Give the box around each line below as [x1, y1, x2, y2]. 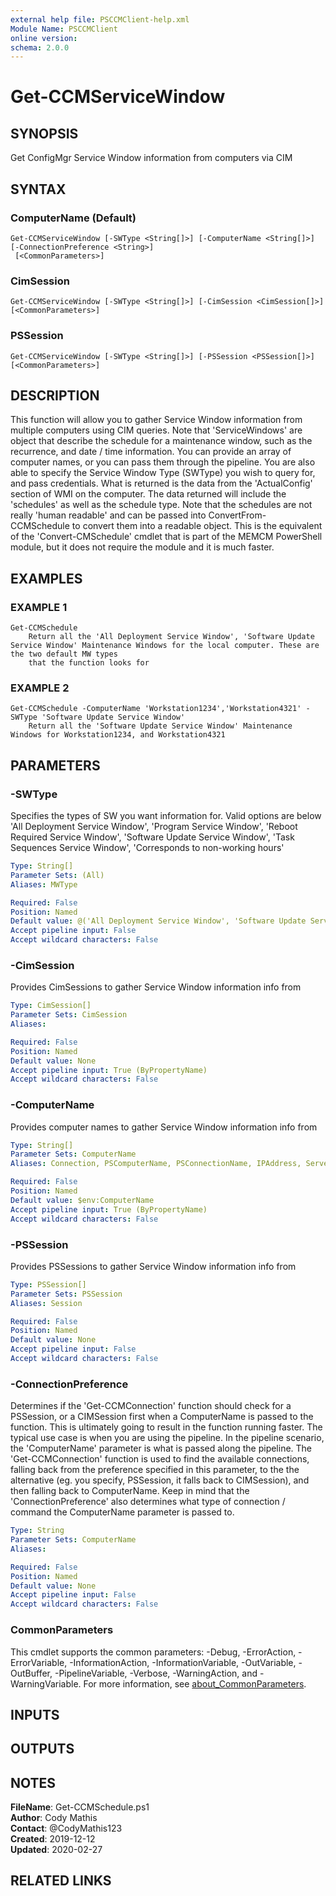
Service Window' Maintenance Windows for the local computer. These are [10, 641, 320, 651]
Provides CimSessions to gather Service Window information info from [10, 981, 302, 993]
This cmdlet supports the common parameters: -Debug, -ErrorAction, [10, 1646, 297, 1658]
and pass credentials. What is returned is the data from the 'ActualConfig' [10, 477, 313, 490]
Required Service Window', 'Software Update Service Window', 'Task [10, 831, 295, 843]
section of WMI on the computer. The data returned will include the [10, 488, 287, 500]
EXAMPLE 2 [10, 681, 70, 695]
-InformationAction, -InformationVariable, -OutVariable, [69, 1656, 297, 1668]
